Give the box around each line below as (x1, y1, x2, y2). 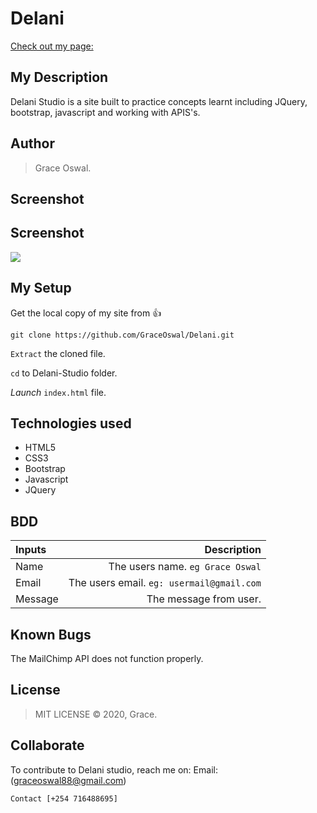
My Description (10, 69, 109, 86)
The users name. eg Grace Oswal (108, 560, 262, 574)
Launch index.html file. (10, 386, 107, 398)
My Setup (10, 280, 72, 297)
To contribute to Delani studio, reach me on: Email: (10, 763, 218, 776)
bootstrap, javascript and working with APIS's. (10, 106, 201, 118)
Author (10, 135, 55, 152)
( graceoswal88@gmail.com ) (10, 774, 127, 786)
